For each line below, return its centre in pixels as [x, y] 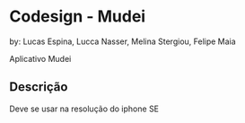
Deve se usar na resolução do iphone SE [84, 109]
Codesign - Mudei [78, 17]
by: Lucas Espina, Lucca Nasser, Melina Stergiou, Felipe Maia [122, 41]
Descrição [39, 87]
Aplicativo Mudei [40, 58]
